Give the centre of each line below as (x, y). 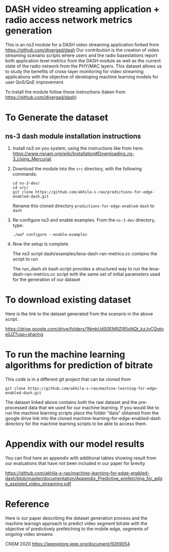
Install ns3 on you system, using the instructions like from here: (78, 148)
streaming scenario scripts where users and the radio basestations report (81, 55)
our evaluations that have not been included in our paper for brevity (75, 463)
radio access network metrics (69, 20)
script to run (25, 259)
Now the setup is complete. (41, 244)
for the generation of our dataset (46, 279)
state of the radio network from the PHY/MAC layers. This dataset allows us (83, 66)
